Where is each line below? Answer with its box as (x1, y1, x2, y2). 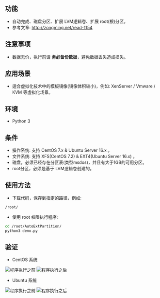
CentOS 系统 (12, 257, 38, 263)
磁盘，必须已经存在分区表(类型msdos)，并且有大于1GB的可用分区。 (12, 159, 147, 165)
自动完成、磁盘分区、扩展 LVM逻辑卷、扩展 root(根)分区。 (12, 18, 128, 24)
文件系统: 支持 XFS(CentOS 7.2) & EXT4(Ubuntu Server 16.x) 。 (12, 154, 137, 159)
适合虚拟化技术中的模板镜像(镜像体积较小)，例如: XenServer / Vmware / (12, 83, 156, 89)
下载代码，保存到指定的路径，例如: (12, 195, 81, 201)
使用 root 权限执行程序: (12, 214, 58, 220)
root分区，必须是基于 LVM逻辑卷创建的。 (12, 166, 95, 172)
